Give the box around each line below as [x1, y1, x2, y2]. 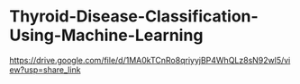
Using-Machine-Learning [9, 25, 204, 46]
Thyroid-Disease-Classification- [9, 6, 259, 27]
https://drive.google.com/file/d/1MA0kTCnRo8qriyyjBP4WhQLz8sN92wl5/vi [9, 55, 291, 65]
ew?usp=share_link [9, 64, 81, 75]
